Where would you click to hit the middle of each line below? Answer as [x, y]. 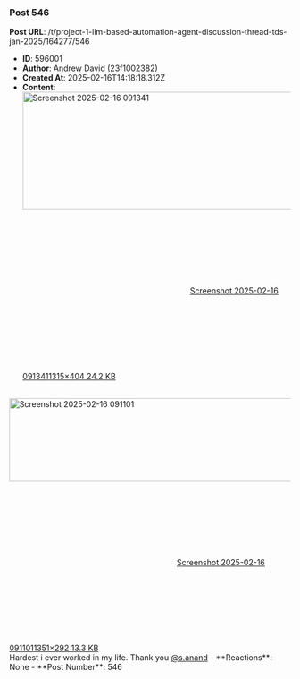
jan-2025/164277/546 [50, 41]
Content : [39, 88]
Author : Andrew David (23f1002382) [90, 68]
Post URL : [28, 32]
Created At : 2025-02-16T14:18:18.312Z [94, 78]
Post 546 [29, 13]
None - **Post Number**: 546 [66, 667]
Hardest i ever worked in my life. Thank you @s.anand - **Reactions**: [141, 658]
